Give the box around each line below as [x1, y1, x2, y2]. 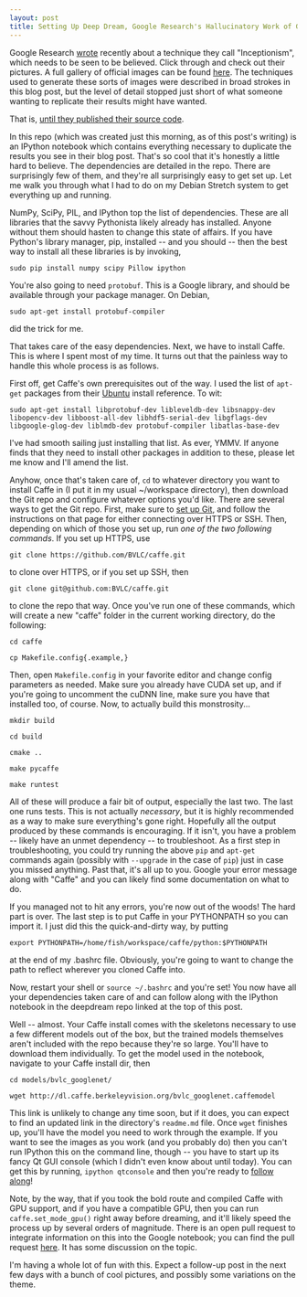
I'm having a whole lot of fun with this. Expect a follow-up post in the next [9, 1259, 287, 1270]
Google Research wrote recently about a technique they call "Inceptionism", [9, 47, 295, 58]
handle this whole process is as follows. [9, 360, 160, 371]
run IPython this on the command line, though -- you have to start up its [9, 1146, 280, 1157]
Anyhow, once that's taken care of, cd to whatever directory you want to [9, 474, 281, 485]
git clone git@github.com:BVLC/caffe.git [9, 584, 170, 593]
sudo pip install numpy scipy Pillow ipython [9, 263, 185, 272]
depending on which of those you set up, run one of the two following [9, 523, 272, 534]
